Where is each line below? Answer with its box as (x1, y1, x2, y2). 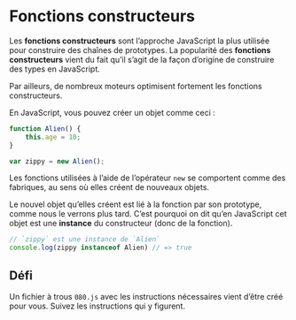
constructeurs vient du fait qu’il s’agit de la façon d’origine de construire (9, 54, 275, 65)
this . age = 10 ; (25, 133, 82, 141)
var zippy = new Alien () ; (9, 156, 105, 165)
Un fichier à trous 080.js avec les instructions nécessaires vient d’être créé (9, 292, 284, 301)
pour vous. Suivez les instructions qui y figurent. (9, 301, 186, 311)
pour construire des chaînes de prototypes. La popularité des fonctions (9, 44, 271, 55)
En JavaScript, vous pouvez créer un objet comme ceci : (9, 107, 215, 118)
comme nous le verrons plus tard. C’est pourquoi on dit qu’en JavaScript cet (9, 209, 287, 219)
